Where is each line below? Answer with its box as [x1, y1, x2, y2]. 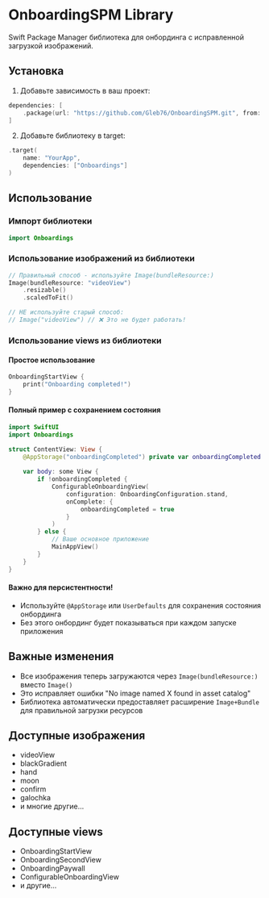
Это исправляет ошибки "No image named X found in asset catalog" [19, 688, 251, 698]
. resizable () [23, 286, 67, 294]
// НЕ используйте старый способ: [8, 308, 125, 316]
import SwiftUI [8, 423, 60, 431]
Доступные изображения [8, 729, 146, 742]
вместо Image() [19, 679, 73, 689]
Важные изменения [8, 649, 114, 663]
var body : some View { [23, 468, 99, 476]
